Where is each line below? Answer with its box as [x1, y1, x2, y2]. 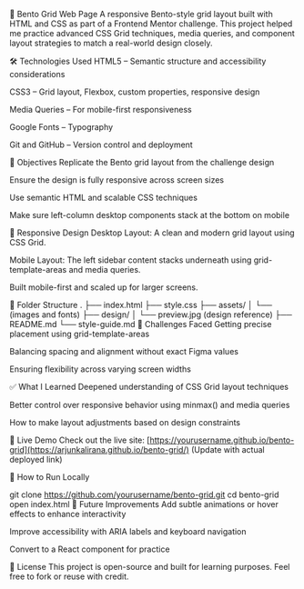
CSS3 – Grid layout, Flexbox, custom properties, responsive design [9, 86, 260, 97]
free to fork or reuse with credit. [9, 571, 129, 582]
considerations [9, 69, 66, 79]
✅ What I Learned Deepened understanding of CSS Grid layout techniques [9, 382, 289, 392]
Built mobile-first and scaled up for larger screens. [9, 282, 198, 293]
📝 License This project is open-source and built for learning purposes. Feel [9, 562, 290, 572]
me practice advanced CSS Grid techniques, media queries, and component [9, 28, 296, 38]
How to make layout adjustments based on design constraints [9, 417, 241, 427]
